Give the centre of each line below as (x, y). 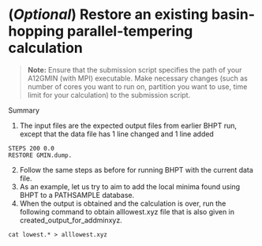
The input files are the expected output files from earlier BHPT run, (128, 125)
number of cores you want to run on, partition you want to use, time (137, 86)
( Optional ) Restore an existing (109, 15)
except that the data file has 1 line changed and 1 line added (117, 134)
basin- (233, 15)
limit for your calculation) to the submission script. (109, 95)
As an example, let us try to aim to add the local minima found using (130, 186)
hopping (36, 31)
